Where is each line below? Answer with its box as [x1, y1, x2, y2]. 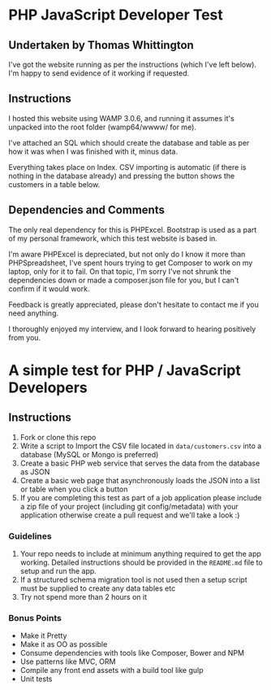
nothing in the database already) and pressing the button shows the [8, 171, 235, 181]
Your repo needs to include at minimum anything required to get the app [19, 548, 262, 558]
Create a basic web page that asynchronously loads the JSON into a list [19, 475, 260, 485]
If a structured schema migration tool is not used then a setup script [19, 574, 247, 584]
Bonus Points [8, 612, 62, 623]
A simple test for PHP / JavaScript [8, 360, 241, 379]
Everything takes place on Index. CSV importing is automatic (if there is [8, 162, 247, 172]
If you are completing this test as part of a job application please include [19, 492, 262, 502]
